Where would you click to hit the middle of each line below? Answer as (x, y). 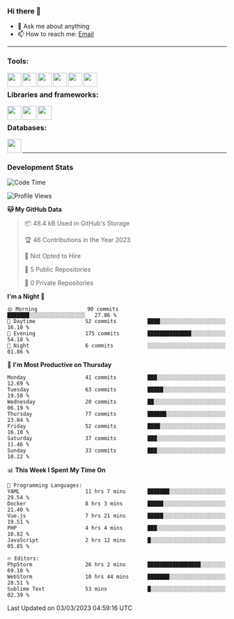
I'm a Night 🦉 (26, 297)
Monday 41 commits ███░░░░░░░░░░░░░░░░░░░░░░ (117, 378)
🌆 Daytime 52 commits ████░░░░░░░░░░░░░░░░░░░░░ (117, 322)
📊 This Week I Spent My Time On (56, 470)
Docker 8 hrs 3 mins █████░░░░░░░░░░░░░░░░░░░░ (117, 504)
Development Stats (40, 168)
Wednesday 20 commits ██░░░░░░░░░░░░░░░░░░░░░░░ (117, 402)
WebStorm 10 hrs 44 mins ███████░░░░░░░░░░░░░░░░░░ (117, 577)
